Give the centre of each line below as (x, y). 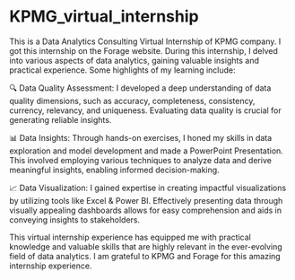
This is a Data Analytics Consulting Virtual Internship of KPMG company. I (145, 41)
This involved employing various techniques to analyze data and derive (140, 160)
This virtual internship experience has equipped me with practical (130, 237)
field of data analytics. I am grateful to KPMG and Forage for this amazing (145, 256)
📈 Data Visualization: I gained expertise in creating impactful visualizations (148, 188)
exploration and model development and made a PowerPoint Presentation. (147, 151)
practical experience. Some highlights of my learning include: (122, 70)
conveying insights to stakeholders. (75, 219)
